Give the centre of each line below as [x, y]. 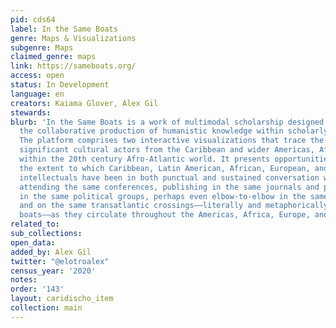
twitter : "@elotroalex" [60, 261]
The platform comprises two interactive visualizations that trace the [172, 141]
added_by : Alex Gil [51, 252]
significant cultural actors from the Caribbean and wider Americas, [167, 150]
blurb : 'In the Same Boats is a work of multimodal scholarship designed [167, 122]
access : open [37, 76]
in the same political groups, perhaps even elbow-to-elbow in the [163, 196]
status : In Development [60, 85]
